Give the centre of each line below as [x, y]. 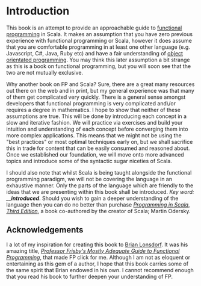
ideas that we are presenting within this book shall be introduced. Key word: [100, 191]
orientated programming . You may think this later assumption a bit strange [98, 60]
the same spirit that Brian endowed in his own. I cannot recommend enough [100, 270]
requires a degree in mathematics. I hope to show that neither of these [93, 110]
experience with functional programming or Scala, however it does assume [99, 40]
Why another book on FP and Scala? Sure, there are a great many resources [100, 84]
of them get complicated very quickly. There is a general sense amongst [96, 97]
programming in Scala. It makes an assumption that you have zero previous [100, 34]
